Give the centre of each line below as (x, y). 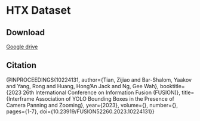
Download (25, 32)
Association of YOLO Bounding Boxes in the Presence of (105, 98)
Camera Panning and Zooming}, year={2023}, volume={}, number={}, (92, 105)
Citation (21, 65)
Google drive (22, 46)
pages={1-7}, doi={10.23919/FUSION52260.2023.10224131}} (81, 111)
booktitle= (173, 86)
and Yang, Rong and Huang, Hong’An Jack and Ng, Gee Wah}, (83, 86)
